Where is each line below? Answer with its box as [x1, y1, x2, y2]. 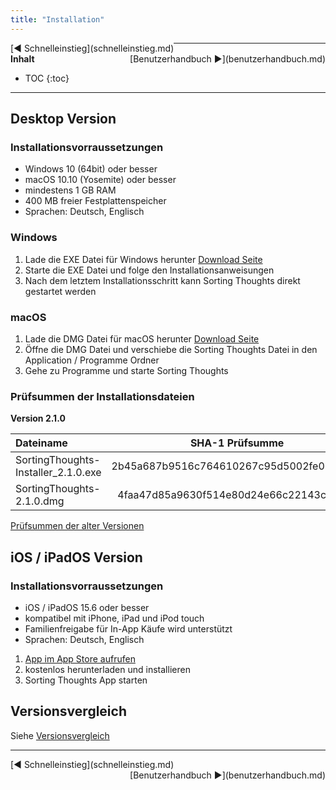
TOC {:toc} [24, 72, 70, 84]
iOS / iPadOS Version [10, 549, 143, 566]
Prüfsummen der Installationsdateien [10, 389, 195, 403]
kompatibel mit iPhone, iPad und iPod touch [24, 612, 205, 624]
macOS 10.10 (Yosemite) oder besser [24, 174, 177, 186]
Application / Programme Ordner [24, 354, 160, 366]
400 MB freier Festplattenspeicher [24, 195, 167, 207]
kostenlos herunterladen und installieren [24, 663, 191, 675]
